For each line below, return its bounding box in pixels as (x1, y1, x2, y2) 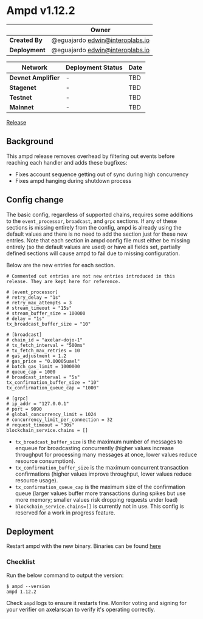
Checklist (6, 558, 35, 566)
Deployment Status (66, 63, 123, 72)
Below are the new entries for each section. (6, 261, 115, 268)
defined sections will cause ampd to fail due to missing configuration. (6, 250, 181, 257)
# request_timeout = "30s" (6, 422, 75, 428)
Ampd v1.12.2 (6, 4, 75, 18)
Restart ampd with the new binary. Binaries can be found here (6, 542, 161, 550)
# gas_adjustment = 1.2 (6, 353, 67, 359)
